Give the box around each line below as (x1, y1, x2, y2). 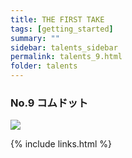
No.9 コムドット (10, 96, 89, 110)
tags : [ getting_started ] (10, 24, 114, 34)
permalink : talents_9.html (10, 52, 123, 62)
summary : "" (10, 33, 60, 43)
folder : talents (10, 61, 78, 71)
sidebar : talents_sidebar (10, 42, 118, 53)
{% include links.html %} (10, 138, 112, 150)
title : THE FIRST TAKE (10, 14, 105, 25)
